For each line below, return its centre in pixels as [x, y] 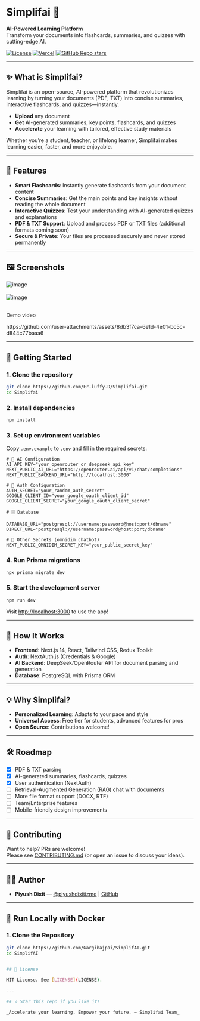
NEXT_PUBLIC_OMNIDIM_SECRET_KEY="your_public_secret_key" [79, 545]
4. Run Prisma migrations [43, 560]
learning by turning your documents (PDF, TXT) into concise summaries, [95, 98]
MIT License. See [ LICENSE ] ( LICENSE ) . [54, 980]
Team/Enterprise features [46, 803]
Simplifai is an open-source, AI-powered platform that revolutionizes [90, 91]
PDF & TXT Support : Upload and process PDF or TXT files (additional [100, 223]
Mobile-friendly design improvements [61, 810]
